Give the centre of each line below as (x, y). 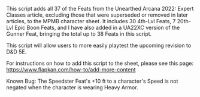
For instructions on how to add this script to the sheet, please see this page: (100, 63)
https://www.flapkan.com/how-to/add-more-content (71, 70)
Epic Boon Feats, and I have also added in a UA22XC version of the (97, 27)
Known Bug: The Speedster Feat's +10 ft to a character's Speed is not (92, 81)
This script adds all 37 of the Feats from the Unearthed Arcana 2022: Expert (100, 9)
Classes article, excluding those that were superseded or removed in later (97, 15)
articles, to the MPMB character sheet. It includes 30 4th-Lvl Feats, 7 (91, 21)
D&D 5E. (16, 52)
